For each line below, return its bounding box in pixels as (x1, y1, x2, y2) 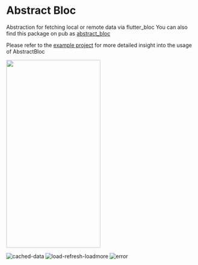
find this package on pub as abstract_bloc (6, 29, 111, 37)
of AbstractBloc (6, 47, 45, 55)
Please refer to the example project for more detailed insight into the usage (6, 41, 193, 49)
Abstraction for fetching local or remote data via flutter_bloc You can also (6, 23, 188, 31)
